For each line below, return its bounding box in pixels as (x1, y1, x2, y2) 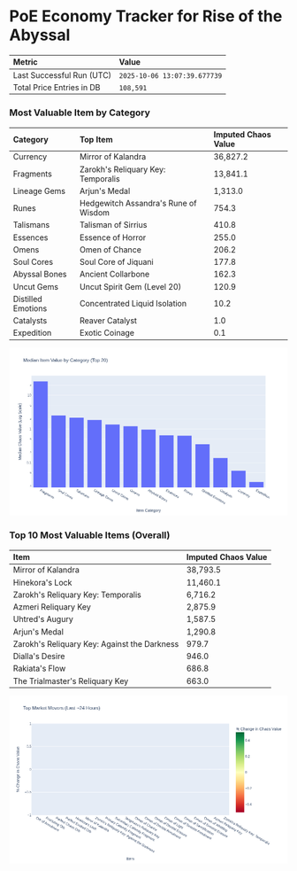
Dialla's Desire (12, 651, 65, 662)
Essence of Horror (79, 232, 147, 243)
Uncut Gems (12, 281, 59, 292)
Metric (12, 57, 38, 67)
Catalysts (12, 315, 48, 326)
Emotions (12, 303, 48, 314)
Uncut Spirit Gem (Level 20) (79, 281, 182, 292)
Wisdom (79, 207, 110, 218)
